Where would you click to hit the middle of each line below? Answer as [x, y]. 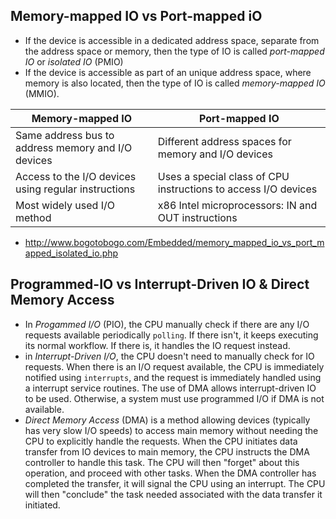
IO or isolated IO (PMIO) [74, 61]
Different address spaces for [224, 141]
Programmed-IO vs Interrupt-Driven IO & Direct [160, 284]
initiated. [42, 505]
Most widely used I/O [65, 205]
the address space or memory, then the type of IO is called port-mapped [174, 51]
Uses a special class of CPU [223, 176]
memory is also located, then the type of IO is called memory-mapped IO [175, 83]
